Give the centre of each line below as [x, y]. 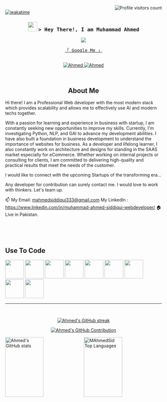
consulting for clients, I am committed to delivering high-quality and [75, 160]
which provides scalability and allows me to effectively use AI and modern [81, 108]
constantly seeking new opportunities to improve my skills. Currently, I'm [80, 128]
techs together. [21, 113]
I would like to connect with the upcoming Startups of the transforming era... [83, 175]
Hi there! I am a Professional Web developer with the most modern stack [79, 103]
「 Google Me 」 [83, 50]
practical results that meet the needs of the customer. [60, 165]
